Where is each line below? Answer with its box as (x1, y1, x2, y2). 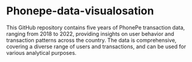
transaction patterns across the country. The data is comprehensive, (6, 36, 177, 44)
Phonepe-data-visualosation (6, 4, 154, 18)
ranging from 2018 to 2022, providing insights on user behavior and (6, 30, 174, 37)
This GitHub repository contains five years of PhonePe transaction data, (6, 24, 185, 31)
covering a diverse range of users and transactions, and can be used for (6, 43, 186, 50)
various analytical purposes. (6, 49, 77, 56)
